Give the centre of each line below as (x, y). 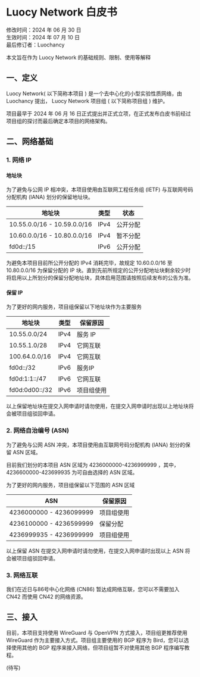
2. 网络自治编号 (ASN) (38, 430)
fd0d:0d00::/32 (31, 390)
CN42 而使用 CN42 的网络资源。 (46, 597)
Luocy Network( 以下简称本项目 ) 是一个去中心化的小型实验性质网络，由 (94, 93)
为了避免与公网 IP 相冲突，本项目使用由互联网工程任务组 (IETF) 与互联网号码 (100, 190)
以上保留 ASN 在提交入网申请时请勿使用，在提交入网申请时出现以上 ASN (95, 551)
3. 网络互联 (22, 575)
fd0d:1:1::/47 (28, 379)
